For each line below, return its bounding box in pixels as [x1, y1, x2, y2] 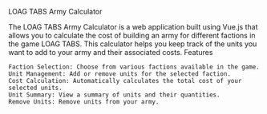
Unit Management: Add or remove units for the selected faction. [8, 70, 231, 78]
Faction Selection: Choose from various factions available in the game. [8, 63, 261, 71]
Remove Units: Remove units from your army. [8, 98, 160, 106]
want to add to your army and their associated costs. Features [8, 48, 213, 57]
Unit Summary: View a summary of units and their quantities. [8, 91, 220, 99]
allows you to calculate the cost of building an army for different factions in [8, 31, 256, 40]
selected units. [8, 84, 63, 92]
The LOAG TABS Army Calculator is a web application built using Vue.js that [8, 22, 258, 31]
